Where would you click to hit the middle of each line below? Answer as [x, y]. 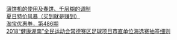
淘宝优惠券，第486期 [33, 24]
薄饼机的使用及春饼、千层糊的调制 [48, 9]
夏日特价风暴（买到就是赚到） [43, 16]
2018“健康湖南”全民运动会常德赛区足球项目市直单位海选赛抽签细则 [88, 31]
